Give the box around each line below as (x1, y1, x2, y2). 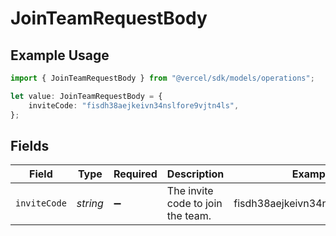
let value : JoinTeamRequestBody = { (10, 91, 163, 101)
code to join (166, 197, 223, 211)
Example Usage (10, 47, 110, 64)
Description (166, 167, 225, 181)
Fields (10, 137, 50, 154)
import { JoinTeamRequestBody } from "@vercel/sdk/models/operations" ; (10, 73, 315, 83)
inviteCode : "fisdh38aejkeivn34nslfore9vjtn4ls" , (28, 100, 240, 111)
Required (113, 167, 158, 181)
